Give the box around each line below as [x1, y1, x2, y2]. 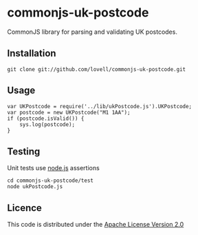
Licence [7, 202, 43, 214]
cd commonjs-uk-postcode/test [7, 177, 94, 184]
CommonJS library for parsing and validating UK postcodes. [7, 28, 177, 36]
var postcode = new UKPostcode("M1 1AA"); [7, 109, 131, 116]
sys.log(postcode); [19, 121, 76, 128]
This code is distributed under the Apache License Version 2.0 [7, 221, 184, 229]
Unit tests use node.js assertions [7, 164, 100, 172]
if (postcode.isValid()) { [7, 115, 85, 122]
